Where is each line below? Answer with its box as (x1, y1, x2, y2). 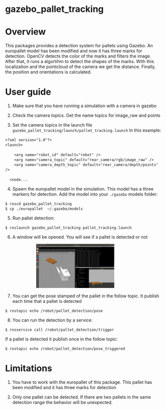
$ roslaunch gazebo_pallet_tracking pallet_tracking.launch (5, 225, 132, 230)
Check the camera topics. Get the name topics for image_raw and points (12, 113, 161, 119)
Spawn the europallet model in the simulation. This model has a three (12, 186, 154, 192)
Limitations (5, 363, 53, 374)
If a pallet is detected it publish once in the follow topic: (5, 336, 118, 342)
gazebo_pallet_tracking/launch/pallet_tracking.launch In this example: (12, 128, 162, 134)
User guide (5, 86, 51, 98)
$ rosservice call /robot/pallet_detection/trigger (5, 327, 114, 332)
